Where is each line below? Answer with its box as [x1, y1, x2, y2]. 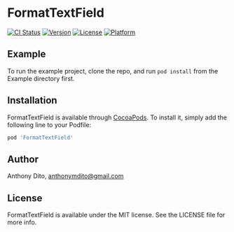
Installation [7, 94, 57, 106]
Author [7, 153, 39, 165]
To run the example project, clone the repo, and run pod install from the [7, 66, 219, 75]
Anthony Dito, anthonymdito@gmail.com [7, 172, 124, 180]
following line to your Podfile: [7, 120, 92, 129]
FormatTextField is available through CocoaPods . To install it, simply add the [7, 113, 228, 122]
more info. [7, 218, 37, 226]
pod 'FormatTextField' [7, 134, 74, 141]
